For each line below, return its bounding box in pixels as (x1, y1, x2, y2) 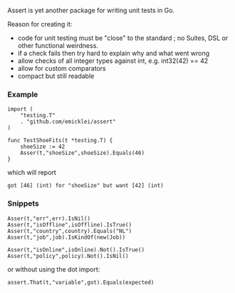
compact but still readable (17, 71, 95, 80)
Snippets (7, 199, 39, 209)
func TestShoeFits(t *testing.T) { (7, 137, 113, 144)
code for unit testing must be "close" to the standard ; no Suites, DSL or (17, 34, 229, 42)
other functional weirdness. (17, 41, 98, 49)
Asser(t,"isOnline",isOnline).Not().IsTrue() (7, 246, 145, 253)
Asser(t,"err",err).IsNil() (7, 214, 91, 222)
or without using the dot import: (7, 264, 100, 274)
